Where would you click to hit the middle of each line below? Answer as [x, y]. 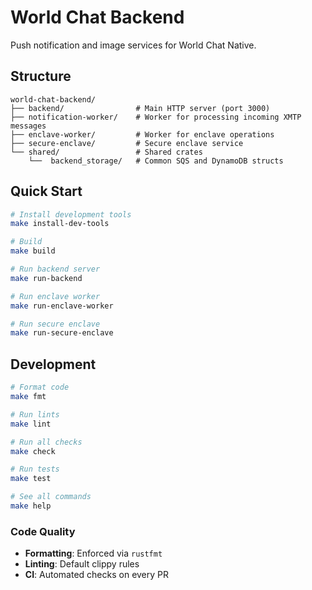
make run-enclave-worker [62, 306]
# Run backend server [55, 269]
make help [31, 506]
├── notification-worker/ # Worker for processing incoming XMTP [156, 117]
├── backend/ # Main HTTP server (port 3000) [140, 108]
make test [31, 479]
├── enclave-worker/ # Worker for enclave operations [142, 134]
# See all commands [51, 497]
